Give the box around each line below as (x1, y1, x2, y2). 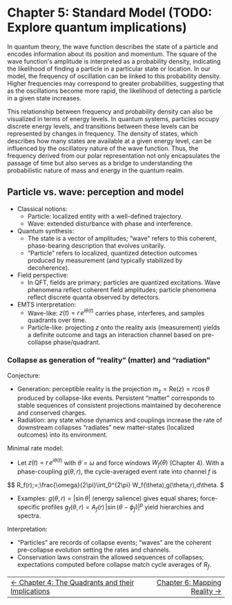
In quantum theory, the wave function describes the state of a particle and (7, 42, 219, 51)
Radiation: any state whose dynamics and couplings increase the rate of (17, 415, 222, 424)
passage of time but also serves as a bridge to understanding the (7, 159, 193, 167)
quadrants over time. (27, 316, 87, 325)
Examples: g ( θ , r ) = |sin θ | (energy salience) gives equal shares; (17, 494, 199, 503)
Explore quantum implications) (7, 19, 187, 35)
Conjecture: (7, 371, 41, 379)
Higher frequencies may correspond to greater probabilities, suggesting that (7, 79, 224, 87)
